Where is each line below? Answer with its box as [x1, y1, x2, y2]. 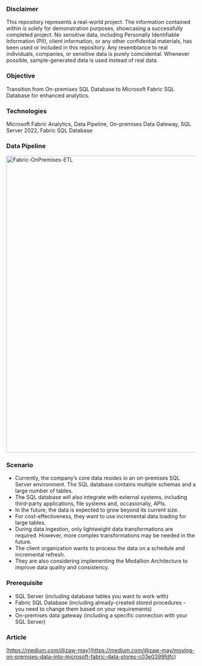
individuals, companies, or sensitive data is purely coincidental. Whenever [6, 50, 190, 58]
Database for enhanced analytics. [6, 92, 90, 99]
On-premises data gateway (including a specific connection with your [14, 611, 188, 619]
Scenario [6, 461, 33, 470]
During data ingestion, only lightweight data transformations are [14, 525, 173, 533]
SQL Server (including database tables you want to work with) [14, 592, 169, 599]
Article [6, 633, 27, 641]
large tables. [14, 519, 46, 527]
